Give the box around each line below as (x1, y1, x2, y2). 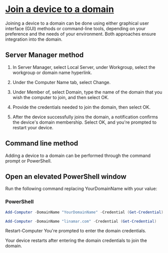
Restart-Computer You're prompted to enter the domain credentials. (5, 228, 146, 234)
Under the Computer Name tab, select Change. (12, 79, 111, 85)
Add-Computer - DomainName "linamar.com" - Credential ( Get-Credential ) (5, 219, 157, 224)
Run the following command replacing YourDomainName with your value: (5, 186, 157, 192)
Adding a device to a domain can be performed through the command (5, 152, 151, 158)
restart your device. (12, 124, 54, 130)
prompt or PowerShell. (5, 157, 52, 164)
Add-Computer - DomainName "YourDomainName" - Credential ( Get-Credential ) (5, 210, 164, 215)
